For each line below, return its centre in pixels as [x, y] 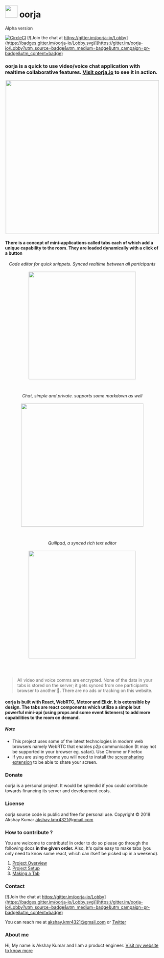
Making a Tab [26, 873]
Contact [15, 886]
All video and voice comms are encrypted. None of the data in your [85, 680]
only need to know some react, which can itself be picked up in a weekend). [82, 853]
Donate [14, 775]
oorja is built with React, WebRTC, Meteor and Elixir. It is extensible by [78, 702]
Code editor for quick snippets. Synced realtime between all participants [82, 264]
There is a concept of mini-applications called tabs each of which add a [79, 242]
